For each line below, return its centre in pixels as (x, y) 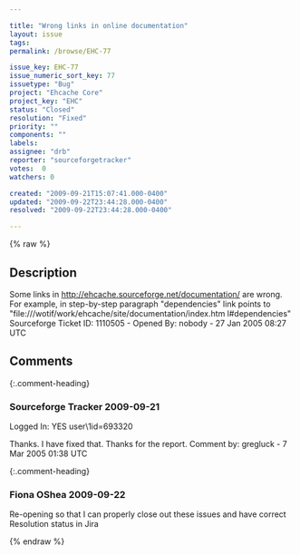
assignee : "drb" (40, 152)
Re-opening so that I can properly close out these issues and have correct (148, 514)
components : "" (38, 135)
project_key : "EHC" (46, 101)
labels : (24, 143)
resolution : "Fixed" (48, 118)
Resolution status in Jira (54, 524)
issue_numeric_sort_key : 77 (63, 76)
